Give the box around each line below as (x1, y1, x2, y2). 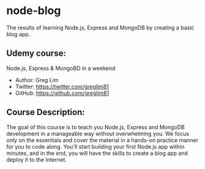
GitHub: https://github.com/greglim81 (15, 89, 110, 97)
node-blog (6, 4, 61, 18)
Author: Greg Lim (15, 76, 59, 83)
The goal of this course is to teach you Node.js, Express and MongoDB (6, 123, 185, 130)
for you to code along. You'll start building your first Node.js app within (6, 143, 185, 150)
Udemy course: (6, 48, 66, 59)
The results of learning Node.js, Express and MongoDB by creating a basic (6, 24, 195, 31)
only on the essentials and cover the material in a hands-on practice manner (6, 136, 199, 144)
